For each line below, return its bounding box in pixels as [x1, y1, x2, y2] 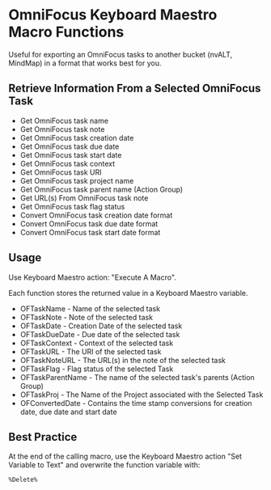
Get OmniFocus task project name [19, 175, 134, 185]
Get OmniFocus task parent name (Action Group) [19, 184, 184, 194]
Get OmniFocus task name [19, 116, 109, 125]
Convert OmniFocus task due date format [19, 218, 159, 228]
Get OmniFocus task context [19, 158, 116, 168]
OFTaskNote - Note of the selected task [19, 312, 154, 322]
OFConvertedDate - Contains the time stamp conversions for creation [19, 398, 252, 408]
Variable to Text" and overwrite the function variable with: [8, 460, 201, 470]
